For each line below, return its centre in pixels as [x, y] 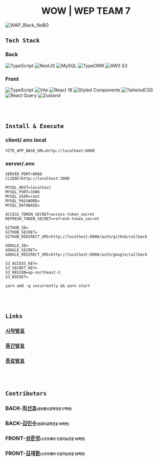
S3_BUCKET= [17, 277]
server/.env [20, 164]
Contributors [26, 393]
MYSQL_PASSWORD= [22, 201]
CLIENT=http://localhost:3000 [38, 178]
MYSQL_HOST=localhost [28, 187]
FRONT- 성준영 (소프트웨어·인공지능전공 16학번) [45, 438]
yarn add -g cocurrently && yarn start [48, 286]
